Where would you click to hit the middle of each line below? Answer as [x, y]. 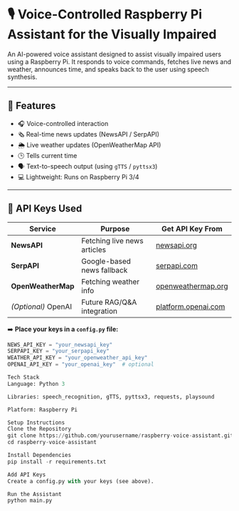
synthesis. [22, 77]
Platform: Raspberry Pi [43, 410]
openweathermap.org [192, 286]
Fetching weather [111, 281]
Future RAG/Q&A [109, 302]
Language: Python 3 [36, 384]
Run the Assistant [34, 494]
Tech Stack [23, 378]
